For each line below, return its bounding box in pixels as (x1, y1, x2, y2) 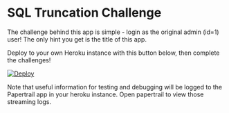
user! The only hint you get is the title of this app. (7, 35, 147, 43)
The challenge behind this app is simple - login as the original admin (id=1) (7, 28, 219, 36)
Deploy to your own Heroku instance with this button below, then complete (7, 49, 220, 57)
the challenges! (7, 55, 51, 64)
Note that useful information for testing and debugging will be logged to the (7, 82, 223, 91)
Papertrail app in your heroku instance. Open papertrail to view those (7, 90, 204, 98)
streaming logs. (7, 97, 52, 105)
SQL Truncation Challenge (7, 5, 162, 21)
